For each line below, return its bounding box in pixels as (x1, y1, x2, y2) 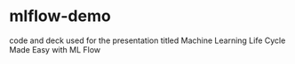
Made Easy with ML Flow (9, 44, 101, 54)
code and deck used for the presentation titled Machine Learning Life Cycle (9, 35, 286, 46)
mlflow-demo (9, 6, 111, 26)
